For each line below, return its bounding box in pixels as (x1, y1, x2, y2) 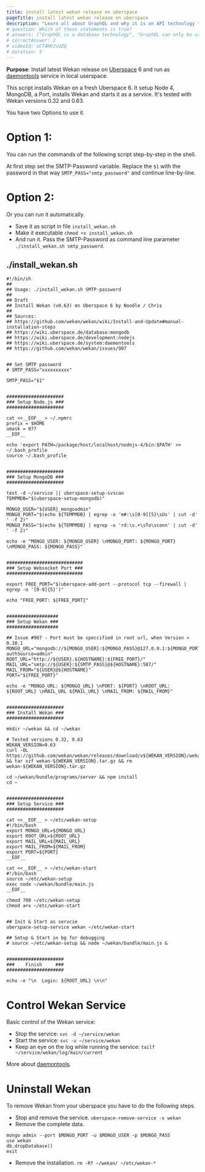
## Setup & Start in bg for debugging (6, 935, 105, 941)
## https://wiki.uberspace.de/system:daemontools (6, 340, 135, 347)
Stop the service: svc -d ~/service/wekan (15, 1030, 120, 1038)
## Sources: (6, 314, 37, 320)
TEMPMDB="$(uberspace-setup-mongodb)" (6, 495, 105, 502)
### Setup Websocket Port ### (6, 565, 84, 571)
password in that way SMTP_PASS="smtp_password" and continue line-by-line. (6, 169, 196, 176)
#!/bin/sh (6, 276, 32, 282)
